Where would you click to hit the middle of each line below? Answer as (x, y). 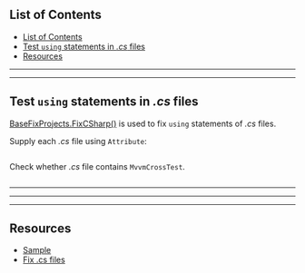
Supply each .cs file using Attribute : (78, 141)
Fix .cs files (44, 260)
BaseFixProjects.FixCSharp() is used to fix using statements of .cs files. (143, 123)
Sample (37, 250)
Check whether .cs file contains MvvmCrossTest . (98, 166)
